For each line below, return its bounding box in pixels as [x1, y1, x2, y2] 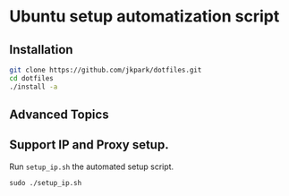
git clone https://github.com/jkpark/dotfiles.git [9, 65, 202, 74]
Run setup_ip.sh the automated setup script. [9, 161, 174, 172]
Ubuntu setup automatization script [9, 6, 280, 27]
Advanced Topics [9, 107, 109, 123]
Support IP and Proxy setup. [9, 137, 169, 153]
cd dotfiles [9, 73, 54, 82]
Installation [9, 42, 73, 57]
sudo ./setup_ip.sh [9, 178, 82, 187]
